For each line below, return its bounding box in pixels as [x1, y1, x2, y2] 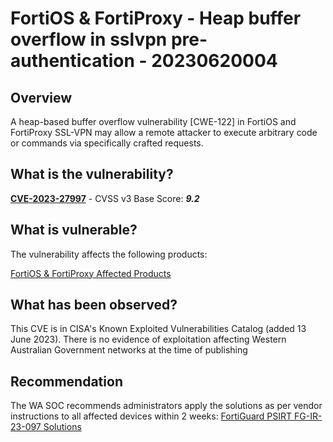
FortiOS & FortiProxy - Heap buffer [10, 7, 302, 30]
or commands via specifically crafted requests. [10, 137, 204, 149]
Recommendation [10, 373, 123, 390]
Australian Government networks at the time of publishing [10, 344, 248, 356]
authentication [10, 50, 135, 72]
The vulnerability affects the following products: [10, 248, 208, 260]
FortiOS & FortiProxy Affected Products [10, 267, 172, 279]
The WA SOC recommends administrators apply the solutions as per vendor [10, 400, 323, 412]
